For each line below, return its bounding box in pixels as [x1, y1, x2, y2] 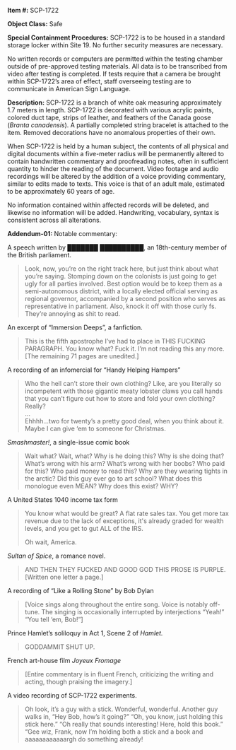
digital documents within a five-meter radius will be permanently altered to [7, 150, 225, 158]
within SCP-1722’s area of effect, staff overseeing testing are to [7, 77, 191, 86]
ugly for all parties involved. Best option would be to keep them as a [24, 279, 223, 288]
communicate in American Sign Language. [7, 85, 131, 93]
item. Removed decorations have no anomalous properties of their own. [7, 129, 216, 136]
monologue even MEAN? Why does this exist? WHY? [24, 482, 179, 490]
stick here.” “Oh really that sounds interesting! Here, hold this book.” [24, 720, 224, 728]
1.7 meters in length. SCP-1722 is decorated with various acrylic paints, [7, 106, 214, 114]
